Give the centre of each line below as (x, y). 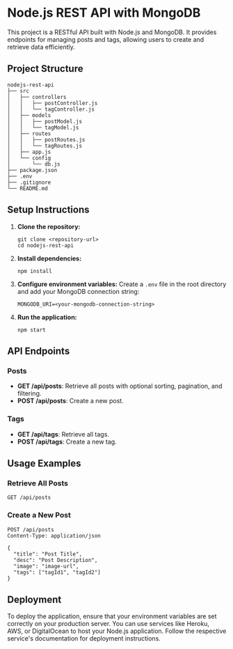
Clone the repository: (49, 226)
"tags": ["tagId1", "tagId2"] (57, 572)
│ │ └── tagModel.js (43, 127)
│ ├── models (29, 115)
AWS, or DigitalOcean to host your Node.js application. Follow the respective (117, 631)
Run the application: (47, 317)
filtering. (29, 393)
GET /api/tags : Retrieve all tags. (63, 434)
